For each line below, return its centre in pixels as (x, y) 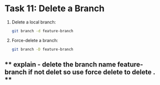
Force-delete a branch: (35, 40)
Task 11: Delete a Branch (55, 9)
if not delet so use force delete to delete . (91, 72)
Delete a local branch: (34, 22)
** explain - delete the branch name (60, 65)
